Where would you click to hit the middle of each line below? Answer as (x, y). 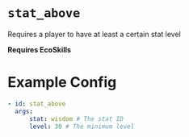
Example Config (62, 83)
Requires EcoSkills (40, 49)
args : (24, 111)
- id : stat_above (37, 104)
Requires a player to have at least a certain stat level (94, 34)
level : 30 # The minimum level (82, 127)
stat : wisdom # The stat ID (76, 118)
